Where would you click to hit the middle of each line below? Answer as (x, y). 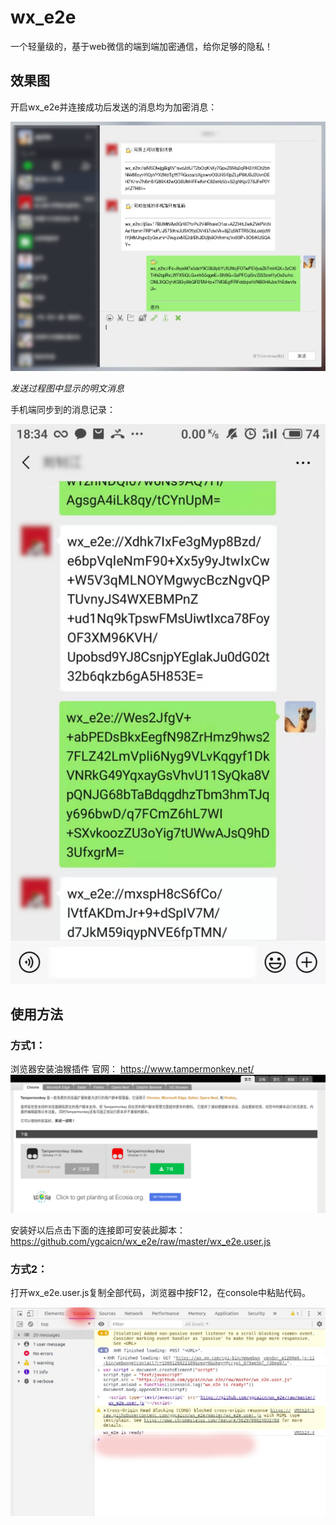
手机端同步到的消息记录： (63, 409)
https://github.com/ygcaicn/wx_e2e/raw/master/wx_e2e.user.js (141, 1241)
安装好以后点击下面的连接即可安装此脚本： (98, 1230)
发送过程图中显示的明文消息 (67, 388)
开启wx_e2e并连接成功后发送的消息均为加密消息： (114, 107)
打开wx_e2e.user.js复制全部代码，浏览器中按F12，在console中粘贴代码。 (160, 1293)
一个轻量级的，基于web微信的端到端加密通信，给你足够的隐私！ (141, 46)
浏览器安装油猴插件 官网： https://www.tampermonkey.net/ (132, 1069)
